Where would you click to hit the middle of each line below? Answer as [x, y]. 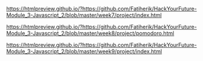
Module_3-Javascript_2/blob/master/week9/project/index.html [84, 51]
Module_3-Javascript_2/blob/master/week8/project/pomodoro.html [90, 33]
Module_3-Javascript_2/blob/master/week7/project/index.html [84, 15]
